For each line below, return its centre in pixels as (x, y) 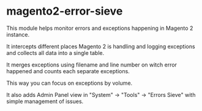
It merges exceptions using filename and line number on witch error (92, 65)
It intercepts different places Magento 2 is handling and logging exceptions (101, 46)
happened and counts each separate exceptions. (68, 71)
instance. (18, 34)
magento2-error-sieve (65, 11)
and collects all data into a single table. (55, 52)
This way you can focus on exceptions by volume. (69, 83)
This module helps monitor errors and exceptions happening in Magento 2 (100, 28)
